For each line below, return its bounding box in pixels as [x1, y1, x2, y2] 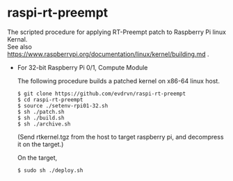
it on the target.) [17, 140, 64, 148]
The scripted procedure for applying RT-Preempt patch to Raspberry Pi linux [7, 28, 226, 36]
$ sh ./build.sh [17, 114, 65, 121]
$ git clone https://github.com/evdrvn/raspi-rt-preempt [17, 90, 186, 97]
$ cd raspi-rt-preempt [17, 96, 83, 103]
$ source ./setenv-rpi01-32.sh [17, 102, 109, 109]
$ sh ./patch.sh [17, 108, 65, 115]
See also [7, 42, 33, 51]
